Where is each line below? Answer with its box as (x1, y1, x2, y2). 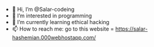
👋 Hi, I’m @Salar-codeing (11, 6, 75, 13)
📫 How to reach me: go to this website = (11, 25, 115, 33)
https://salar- (115, 25, 148, 33)
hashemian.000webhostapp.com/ (11, 34, 97, 41)
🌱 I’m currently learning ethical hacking (11, 19, 110, 25)
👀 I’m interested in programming (11, 12, 92, 19)
